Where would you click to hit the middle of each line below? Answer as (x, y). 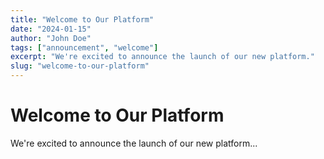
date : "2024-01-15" (51, 29)
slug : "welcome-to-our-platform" (80, 66)
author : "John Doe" (51, 38)
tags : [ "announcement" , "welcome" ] (84, 47)
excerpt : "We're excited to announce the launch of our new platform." (162, 57)
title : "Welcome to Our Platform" (82, 19)
